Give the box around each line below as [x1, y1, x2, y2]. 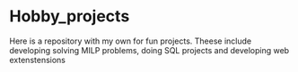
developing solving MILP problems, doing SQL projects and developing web [9, 44, 290, 55]
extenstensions [9, 54, 66, 65]
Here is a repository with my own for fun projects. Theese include [9, 36, 252, 46]
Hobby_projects [9, 6, 130, 27]
